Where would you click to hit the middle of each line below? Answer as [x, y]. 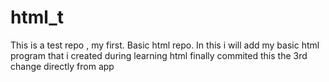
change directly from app [62, 66]
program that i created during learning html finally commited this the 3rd [159, 55]
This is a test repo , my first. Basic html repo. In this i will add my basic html [165, 45]
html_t [37, 17]
